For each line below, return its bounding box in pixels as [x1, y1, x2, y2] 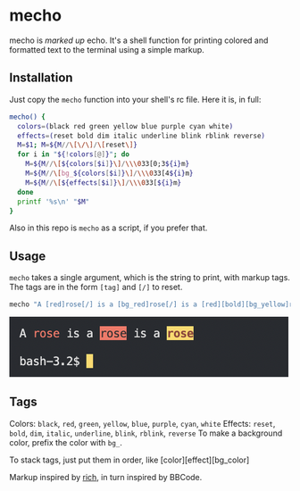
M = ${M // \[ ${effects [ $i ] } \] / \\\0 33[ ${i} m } [25, 178, 182, 187]
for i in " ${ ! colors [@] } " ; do [17, 150, 129, 159]
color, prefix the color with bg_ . [9, 437, 122, 447]
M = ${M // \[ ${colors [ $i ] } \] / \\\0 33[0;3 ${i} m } [25, 160, 190, 169]
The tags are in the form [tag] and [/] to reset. [9, 282, 183, 293]
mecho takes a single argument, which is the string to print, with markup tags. [9, 272, 290, 283]
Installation [9, 71, 73, 86]
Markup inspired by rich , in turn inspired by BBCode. [9, 471, 203, 482]
